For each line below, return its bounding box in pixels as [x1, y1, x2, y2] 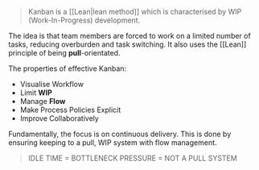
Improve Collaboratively [19, 114, 99, 123]
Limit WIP [19, 88, 52, 97]
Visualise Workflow [19, 80, 84, 89]
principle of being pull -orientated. [8, 48, 121, 57]
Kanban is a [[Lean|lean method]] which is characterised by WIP [27, 7, 242, 16]
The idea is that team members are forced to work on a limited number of [8, 31, 251, 40]
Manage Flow [19, 97, 66, 106]
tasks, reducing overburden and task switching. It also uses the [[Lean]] [8, 39, 247, 49]
